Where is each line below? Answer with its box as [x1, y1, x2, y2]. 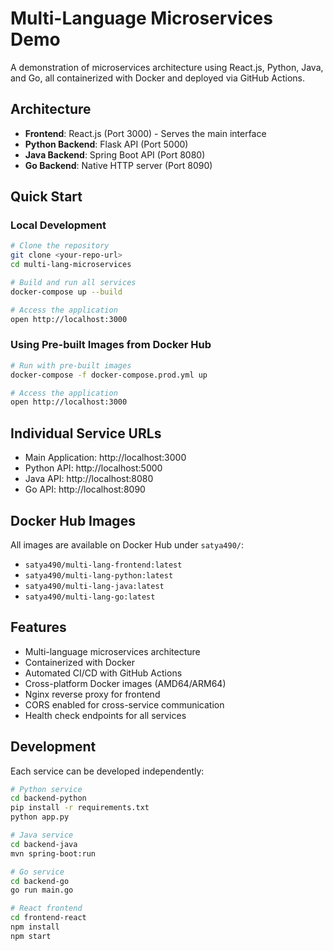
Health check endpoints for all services [24, 709, 187, 721]
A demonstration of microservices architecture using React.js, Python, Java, [10, 61, 324, 73]
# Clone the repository [10, 241, 110, 251]
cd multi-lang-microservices [10, 260, 132, 270]
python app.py [10, 812, 70, 822]
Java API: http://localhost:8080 [24, 473, 154, 485]
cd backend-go [10, 876, 70, 886]
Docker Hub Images [10, 512, 136, 529]
